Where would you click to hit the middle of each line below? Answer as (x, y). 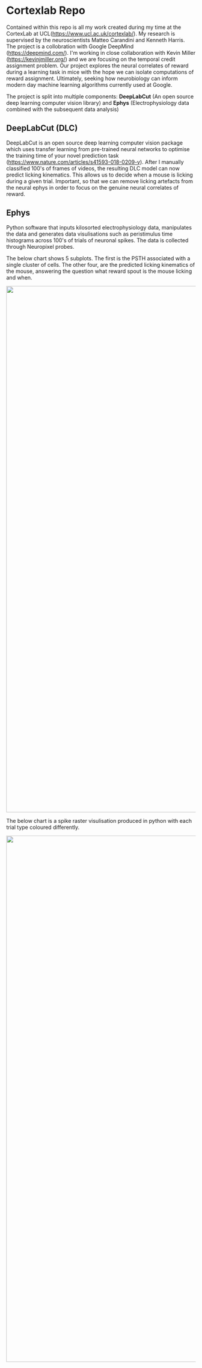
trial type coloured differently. (43, 827)
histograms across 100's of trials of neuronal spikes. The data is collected (97, 240)
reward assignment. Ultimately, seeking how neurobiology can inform (92, 78)
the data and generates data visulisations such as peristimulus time (90, 234)
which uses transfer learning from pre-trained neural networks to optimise (98, 149)
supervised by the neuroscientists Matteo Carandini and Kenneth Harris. (96, 40)
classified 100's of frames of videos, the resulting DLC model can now (93, 168)
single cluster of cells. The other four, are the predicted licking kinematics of (101, 264)
